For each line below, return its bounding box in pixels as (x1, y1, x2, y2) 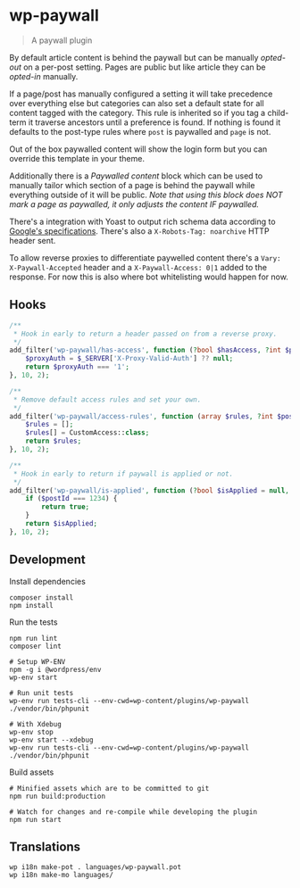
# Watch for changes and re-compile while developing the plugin (9, 807, 257, 817)
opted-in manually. (9, 71, 79, 81)
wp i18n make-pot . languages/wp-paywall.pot (9, 863, 181, 872)
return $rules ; (25, 436, 82, 446)
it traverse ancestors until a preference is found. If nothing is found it (28, 117, 281, 128)
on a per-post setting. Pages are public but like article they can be (23, 62, 266, 72)
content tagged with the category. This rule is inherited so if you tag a (9, 107, 266, 118)
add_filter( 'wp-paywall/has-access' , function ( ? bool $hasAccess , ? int (9, 345, 281, 355)
